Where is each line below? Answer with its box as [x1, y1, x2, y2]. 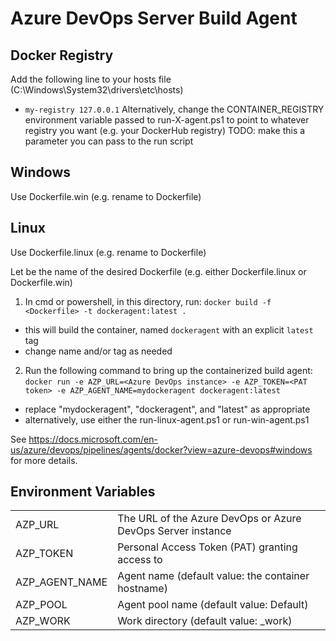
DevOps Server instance [117, 524, 232, 538]
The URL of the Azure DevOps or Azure [117, 512, 302, 526]
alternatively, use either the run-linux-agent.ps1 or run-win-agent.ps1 [24, 413, 310, 426]
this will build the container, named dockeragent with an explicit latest [24, 323, 314, 336]
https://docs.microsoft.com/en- [28, 433, 158, 445]
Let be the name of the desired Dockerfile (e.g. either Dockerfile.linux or [10, 265, 307, 277]
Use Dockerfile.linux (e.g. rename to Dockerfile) [10, 246, 207, 258]
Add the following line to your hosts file [10, 73, 172, 85]
